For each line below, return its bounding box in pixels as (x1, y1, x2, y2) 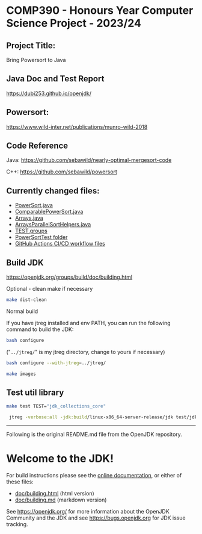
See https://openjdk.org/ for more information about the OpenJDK (6, 508, 170, 515)
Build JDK (6, 257, 44, 268)
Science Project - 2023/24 (6, 16, 141, 30)
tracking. (6, 521, 28, 528)
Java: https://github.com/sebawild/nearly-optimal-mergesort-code (6, 157, 172, 164)
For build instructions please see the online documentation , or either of (6, 472, 182, 479)
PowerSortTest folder (14, 234, 68, 241)
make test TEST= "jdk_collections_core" (6, 403, 106, 409)
